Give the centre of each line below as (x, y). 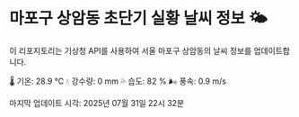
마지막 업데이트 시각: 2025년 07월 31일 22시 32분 (97, 103)
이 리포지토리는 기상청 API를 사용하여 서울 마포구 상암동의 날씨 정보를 (131, 50)
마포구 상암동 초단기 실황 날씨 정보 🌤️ (138, 18)
